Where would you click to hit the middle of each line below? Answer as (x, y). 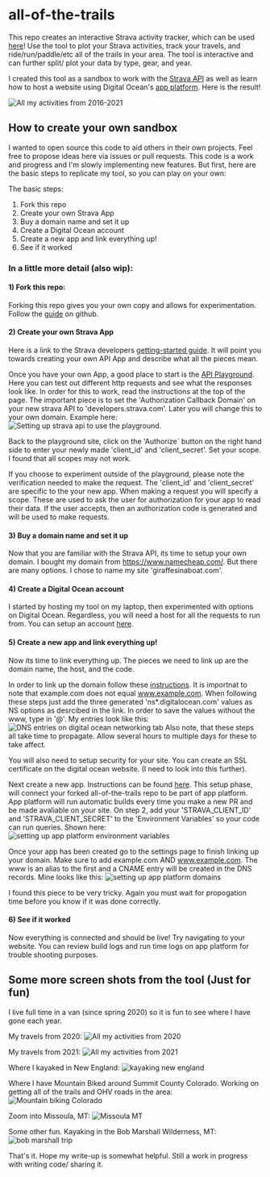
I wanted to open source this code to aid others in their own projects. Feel (131, 148)
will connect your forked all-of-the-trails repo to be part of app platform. (128, 792)
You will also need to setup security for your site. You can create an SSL (128, 760)
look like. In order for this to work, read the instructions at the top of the (127, 392)
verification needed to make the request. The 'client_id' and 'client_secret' (131, 483)
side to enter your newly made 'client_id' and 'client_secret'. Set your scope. (135, 450)
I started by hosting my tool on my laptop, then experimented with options (131, 607)
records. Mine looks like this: (56, 877)
